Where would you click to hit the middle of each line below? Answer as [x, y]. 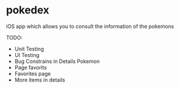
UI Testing [27, 55]
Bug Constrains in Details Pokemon [57, 61]
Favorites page [33, 73]
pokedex [28, 10]
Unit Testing [29, 49]
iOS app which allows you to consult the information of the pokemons [90, 26]
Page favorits [30, 67]
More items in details [40, 80]
